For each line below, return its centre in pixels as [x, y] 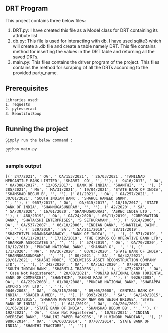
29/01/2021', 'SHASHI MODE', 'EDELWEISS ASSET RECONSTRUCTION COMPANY [81, 260]
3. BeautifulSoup [23, 113]
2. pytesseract [21, 109]
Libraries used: [22, 100]
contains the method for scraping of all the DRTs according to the [80, 67]
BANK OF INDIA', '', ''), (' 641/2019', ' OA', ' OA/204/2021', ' [76, 304]
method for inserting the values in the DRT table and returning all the [83, 51]
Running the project [37, 129]
